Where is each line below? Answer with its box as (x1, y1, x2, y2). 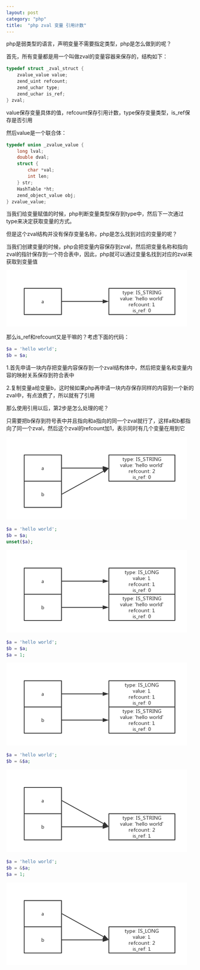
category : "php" (6, 16, 47, 22)
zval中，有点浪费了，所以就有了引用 (6, 392, 95, 399)
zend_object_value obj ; (17, 192, 76, 198)
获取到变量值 (6, 258, 38, 265)
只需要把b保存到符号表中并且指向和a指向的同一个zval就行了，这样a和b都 (6, 417, 186, 425)
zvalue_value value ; (17, 72, 68, 78)
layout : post (6, 10, 39, 16)
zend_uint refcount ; (17, 78, 68, 84)
